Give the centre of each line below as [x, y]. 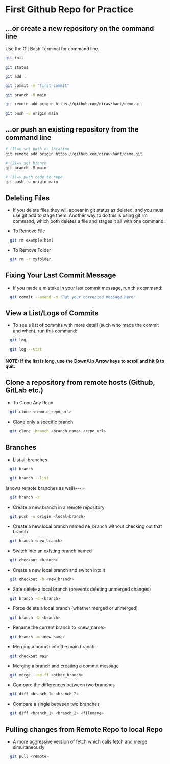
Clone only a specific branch [43, 422]
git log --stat [26, 350]
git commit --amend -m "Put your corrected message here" [73, 297]
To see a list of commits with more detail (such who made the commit [86, 325]
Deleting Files [28, 198]
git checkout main [30, 656]
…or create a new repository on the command [80, 28]
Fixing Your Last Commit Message [61, 276]
